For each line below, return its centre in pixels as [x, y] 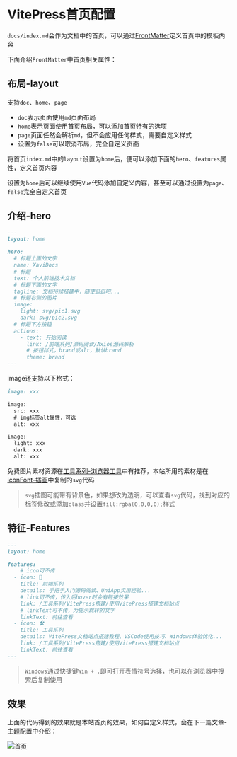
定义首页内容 [38, 168]
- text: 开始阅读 [44, 337]
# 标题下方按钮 [33, 324]
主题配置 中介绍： [32, 731]
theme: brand [45, 357]
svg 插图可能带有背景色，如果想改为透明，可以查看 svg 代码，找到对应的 [127, 495]
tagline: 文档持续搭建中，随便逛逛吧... [67, 291]
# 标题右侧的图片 [35, 298]
